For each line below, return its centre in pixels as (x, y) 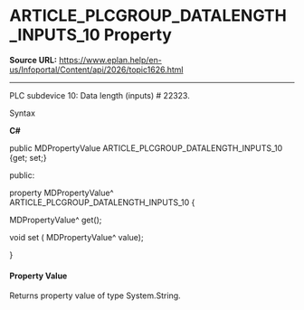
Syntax (23, 113)
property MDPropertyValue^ (62, 193)
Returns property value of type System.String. (95, 296)
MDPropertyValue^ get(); (56, 220)
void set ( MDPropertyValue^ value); (76, 237)
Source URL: (33, 60)
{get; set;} (28, 157)
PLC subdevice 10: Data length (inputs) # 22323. (100, 95)
